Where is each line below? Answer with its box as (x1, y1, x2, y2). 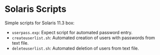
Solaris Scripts (4, 3, 67, 15)
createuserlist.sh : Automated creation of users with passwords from (11, 35, 155, 41)
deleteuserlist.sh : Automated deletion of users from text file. (11, 45, 139, 51)
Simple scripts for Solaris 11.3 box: (4, 20, 75, 26)
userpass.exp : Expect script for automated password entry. (11, 29, 133, 35)
